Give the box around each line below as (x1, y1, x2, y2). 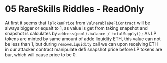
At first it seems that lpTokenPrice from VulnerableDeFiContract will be (5, 20, 151, 26)
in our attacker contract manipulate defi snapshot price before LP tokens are (5, 46, 162, 52)
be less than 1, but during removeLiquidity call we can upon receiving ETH (5, 41, 158, 47)
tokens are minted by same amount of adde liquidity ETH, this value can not (5, 36, 161, 42)
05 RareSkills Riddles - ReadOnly (5, 3, 144, 15)
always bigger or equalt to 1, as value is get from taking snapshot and (5, 25, 148, 31)
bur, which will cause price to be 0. (5, 51, 77, 58)
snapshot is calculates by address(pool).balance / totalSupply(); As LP (5, 30, 157, 36)
